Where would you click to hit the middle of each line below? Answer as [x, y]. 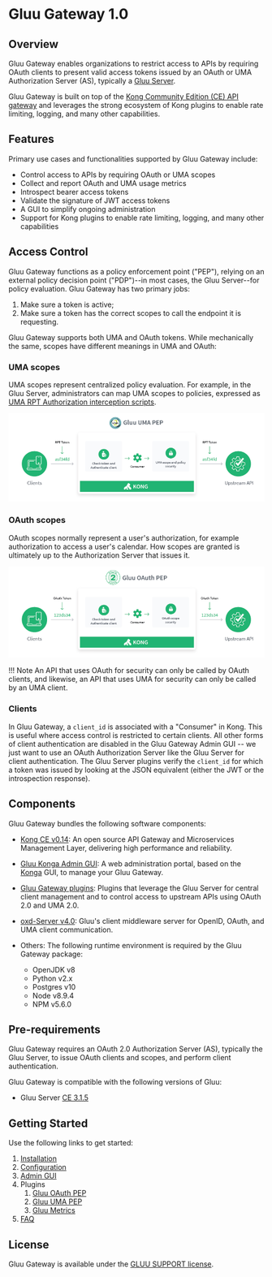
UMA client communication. [67, 930]
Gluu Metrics [54, 1210]
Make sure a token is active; [67, 304]
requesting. [39, 321]
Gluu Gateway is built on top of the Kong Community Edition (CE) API [124, 97]
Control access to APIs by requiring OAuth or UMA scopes [118, 175]
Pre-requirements [55, 1029]
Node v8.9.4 [53, 995]
